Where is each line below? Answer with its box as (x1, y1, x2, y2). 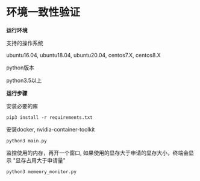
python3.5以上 (6, 77, 42, 84)
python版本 (6, 64, 34, 71)
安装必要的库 (6, 102, 38, 109)
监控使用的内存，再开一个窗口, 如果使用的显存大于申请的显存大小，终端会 (6, 149, 189, 156)
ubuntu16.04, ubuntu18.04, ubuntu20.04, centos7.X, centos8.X (6, 51, 161, 59)
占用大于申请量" (26, 156, 66, 164)
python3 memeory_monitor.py (6, 168, 77, 175)
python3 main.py (6, 138, 47, 144)
